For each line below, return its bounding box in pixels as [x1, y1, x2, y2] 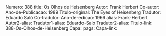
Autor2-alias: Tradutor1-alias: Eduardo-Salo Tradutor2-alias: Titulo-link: [5, 20, 153, 26]
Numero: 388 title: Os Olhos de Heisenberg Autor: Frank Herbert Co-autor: [5, 4, 160, 10]
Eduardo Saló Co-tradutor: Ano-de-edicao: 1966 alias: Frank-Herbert [5, 15, 148, 20]
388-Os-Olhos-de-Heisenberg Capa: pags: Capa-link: [5, 25, 117, 31]
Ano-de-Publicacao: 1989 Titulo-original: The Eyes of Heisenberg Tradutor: [5, 9, 161, 15]
